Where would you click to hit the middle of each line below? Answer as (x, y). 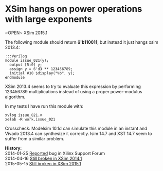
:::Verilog (16, 56)
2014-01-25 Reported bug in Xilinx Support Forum (55, 153)
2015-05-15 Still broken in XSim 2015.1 (43, 163)
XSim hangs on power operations (74, 9)
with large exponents (49, 19)
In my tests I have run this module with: (44, 106)
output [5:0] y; (26, 65)
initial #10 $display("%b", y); (42, 73)
